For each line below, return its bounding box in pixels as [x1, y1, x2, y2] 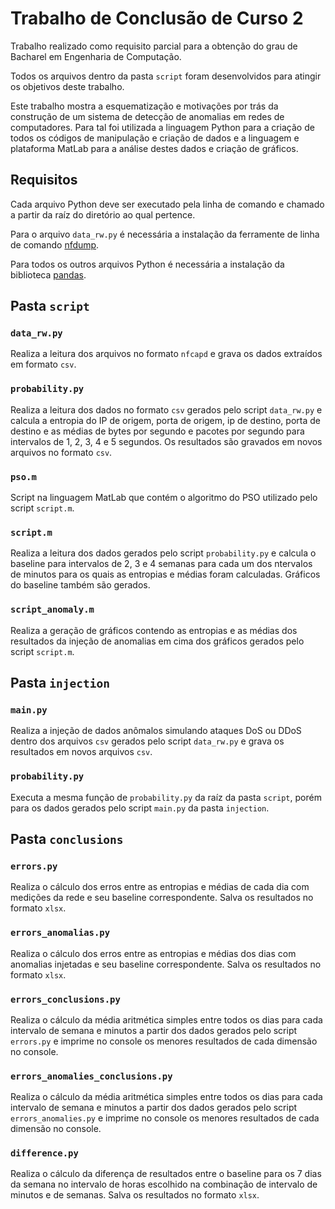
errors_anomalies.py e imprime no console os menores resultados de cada [10, 1112, 320, 1124]
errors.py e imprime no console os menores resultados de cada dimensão [10, 1035, 318, 1047]
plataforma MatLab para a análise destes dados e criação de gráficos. [10, 142, 299, 154]
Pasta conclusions [10, 831, 124, 847]
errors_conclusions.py [10, 993, 121, 1005]
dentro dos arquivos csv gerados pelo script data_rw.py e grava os [10, 735, 285, 747]
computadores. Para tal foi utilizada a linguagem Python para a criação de [10, 121, 315, 133]
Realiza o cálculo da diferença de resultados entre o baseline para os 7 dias [10, 1168, 322, 1180]
